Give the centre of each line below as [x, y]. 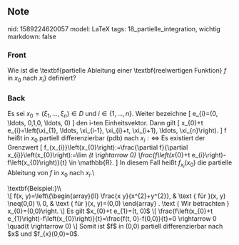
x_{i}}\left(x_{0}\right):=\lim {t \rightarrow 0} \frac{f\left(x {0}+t [99, 155]
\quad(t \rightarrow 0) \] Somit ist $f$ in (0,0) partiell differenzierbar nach [115, 226]
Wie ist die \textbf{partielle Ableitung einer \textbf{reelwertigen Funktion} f [117, 71]
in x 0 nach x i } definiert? [42, 79]
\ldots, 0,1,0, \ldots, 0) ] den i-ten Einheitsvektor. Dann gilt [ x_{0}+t [105, 123]
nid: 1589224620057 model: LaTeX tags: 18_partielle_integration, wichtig [114, 28]
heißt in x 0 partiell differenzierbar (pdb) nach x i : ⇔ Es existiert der [106, 139]
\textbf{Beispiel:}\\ [35, 188]
